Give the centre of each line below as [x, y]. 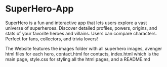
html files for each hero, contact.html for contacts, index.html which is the [82, 54]
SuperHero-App [39, 9]
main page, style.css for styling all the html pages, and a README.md [78, 59]
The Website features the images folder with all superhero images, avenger [84, 48]
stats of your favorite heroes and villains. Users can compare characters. [81, 33]
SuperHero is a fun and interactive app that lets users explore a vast [76, 23]
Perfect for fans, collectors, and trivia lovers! [52, 39]
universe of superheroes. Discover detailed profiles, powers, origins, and [81, 28]
